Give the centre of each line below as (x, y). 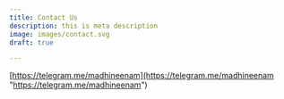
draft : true (31, 42)
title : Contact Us (43, 17)
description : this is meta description (84, 26)
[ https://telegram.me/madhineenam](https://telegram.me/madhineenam (142, 76)
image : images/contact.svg (60, 34)
